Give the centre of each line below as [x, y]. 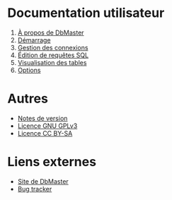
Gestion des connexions [53, 47]
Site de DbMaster [43, 181]
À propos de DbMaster [51, 33]
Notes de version [42, 118]
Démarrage [34, 40]
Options [29, 70]
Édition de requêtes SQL [53, 55]
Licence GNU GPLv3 [47, 126]
